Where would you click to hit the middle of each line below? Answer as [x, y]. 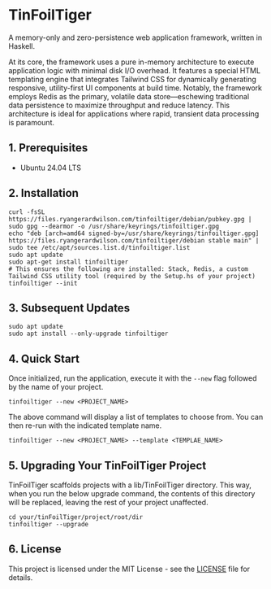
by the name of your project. [56, 387]
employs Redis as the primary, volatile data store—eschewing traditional [129, 96]
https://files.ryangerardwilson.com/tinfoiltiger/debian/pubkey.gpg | [130, 219]
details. [21, 577]
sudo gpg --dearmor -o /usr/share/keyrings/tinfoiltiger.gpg [114, 226]
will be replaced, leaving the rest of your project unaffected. [108, 502]
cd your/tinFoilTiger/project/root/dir [76, 517]
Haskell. [22, 46]
